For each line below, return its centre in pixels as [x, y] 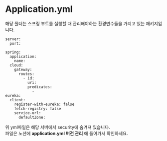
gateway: [23, 70]
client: [18, 100]
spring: [13, 52]
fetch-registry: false [38, 108]
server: [13, 39]
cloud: [16, 65]
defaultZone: [32, 117]
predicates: [40, 87]
